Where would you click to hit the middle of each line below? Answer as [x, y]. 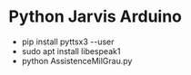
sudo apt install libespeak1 [71, 51]
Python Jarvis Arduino [95, 17]
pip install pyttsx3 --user [68, 42]
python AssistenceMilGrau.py [77, 61]
